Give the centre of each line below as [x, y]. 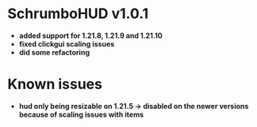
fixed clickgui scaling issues [67, 43]
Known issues [55, 84]
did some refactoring [54, 52]
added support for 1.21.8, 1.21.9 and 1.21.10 [91, 35]
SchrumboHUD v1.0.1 [78, 14]
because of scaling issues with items [81, 114]
